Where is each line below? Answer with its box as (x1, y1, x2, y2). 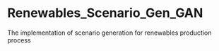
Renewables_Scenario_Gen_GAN (7, 5, 203, 21)
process (7, 35, 31, 44)
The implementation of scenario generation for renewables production (7, 28, 212, 37)
